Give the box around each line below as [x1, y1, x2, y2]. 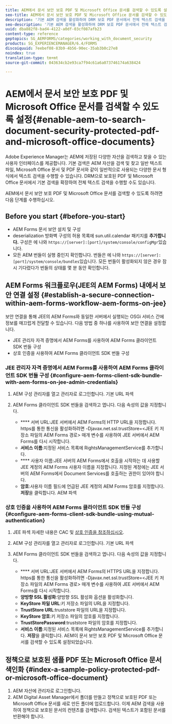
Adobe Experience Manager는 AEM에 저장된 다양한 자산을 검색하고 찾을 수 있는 [5, 154, 167, 160]
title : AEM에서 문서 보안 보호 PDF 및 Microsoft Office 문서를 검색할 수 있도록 [5, 7, 162, 13]
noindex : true [5, 50, 36, 55]
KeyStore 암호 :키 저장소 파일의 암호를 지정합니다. [20, 613, 120, 619]
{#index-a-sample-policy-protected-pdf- [25, 665, 160, 674]
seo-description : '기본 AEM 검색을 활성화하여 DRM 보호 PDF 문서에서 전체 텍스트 [5, 22, 162, 27]
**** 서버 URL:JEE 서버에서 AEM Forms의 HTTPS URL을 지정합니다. [20, 568, 160, 575]
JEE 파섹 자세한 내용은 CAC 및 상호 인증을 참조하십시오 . [12, 529, 124, 536]
